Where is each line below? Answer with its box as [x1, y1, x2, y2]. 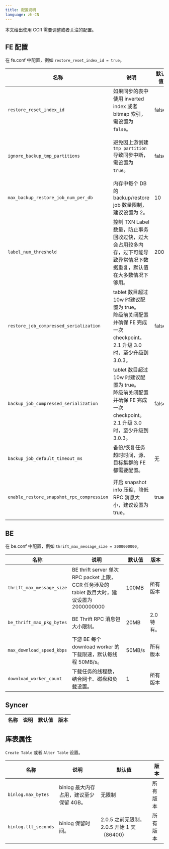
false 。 [113, 126, 132, 133]
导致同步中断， [113, 152, 149, 159]
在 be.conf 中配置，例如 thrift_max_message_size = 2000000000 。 [5, 543, 142, 549]
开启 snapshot [113, 479, 147, 486]
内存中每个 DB [113, 180, 147, 187]
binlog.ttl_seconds [8, 824, 54, 829]
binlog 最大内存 [59, 784, 96, 791]
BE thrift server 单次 [72, 567, 119, 574]
